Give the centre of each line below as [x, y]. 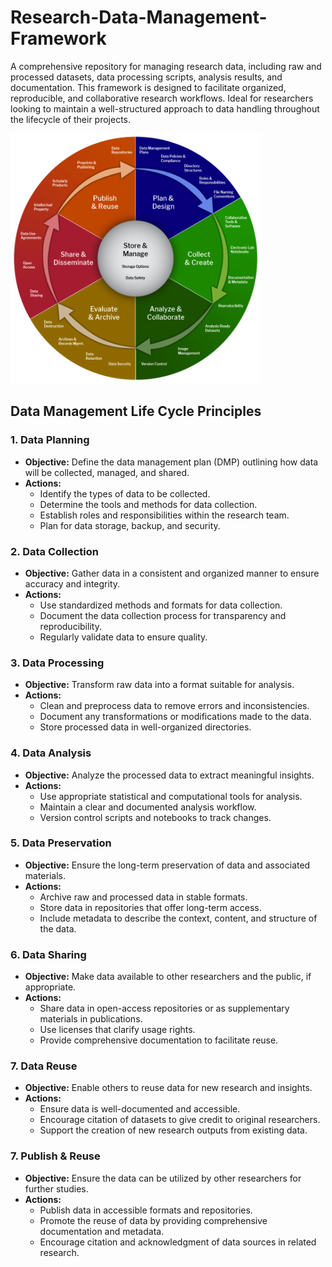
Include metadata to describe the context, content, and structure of [178, 918]
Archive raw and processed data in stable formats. [143, 897]
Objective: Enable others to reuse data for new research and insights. [168, 1088]
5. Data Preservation [61, 843]
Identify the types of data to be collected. [125, 493]
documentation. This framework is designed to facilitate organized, [148, 87]
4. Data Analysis [51, 753]
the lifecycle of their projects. [71, 119]
